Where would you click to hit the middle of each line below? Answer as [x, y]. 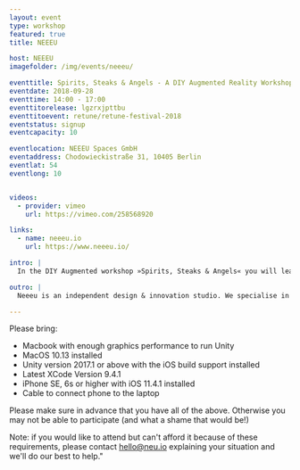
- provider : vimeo [52, 206]
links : [21, 230]
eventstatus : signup [48, 124]
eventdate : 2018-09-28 [51, 91]
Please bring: [33, 329]
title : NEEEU [33, 42]
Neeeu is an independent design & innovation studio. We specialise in [154, 295]
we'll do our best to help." [57, 457]
